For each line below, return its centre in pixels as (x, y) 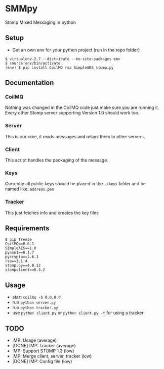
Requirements (27, 228)
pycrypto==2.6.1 (22, 257)
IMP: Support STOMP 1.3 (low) (43, 351)
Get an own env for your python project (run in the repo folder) (76, 50)
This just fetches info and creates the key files (52, 212)
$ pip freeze (19, 240)
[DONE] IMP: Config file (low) (42, 362)
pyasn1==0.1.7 (20, 253)
